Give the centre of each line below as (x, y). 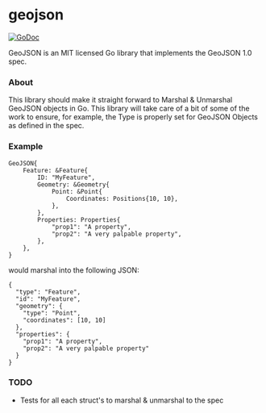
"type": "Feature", (48, 292)
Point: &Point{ (77, 191)
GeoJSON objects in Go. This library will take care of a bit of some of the (129, 108)
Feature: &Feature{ (56, 170)
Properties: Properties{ (79, 219)
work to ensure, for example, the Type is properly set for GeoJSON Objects (133, 117)
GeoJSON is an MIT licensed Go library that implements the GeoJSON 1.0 (130, 52)
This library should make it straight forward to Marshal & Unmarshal (121, 100)
